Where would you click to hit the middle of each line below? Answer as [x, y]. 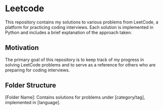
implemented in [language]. [33, 102]
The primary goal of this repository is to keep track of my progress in [75, 60]
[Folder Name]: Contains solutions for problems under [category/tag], [75, 97]
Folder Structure [31, 85]
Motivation [22, 48]
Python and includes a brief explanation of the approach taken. [69, 32]
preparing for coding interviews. [37, 70]
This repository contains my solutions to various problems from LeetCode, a [82, 22]
